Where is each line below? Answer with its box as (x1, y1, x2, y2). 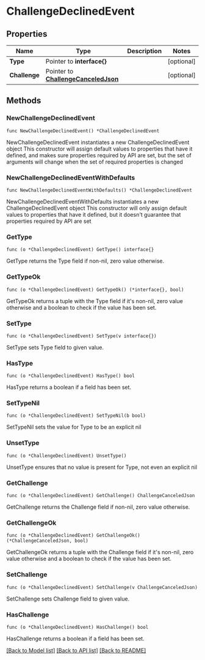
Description (127, 47, 162, 55)
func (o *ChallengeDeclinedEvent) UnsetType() (6, 452, 127, 459)
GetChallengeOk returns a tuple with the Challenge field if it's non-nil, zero (6, 549, 194, 556)
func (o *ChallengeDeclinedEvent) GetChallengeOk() (6, 533, 140, 539)
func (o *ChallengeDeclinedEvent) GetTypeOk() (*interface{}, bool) (6, 287, 184, 293)
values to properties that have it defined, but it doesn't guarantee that (6, 211, 181, 218)
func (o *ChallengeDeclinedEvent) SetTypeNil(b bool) (6, 413, 146, 419)
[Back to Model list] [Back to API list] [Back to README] (6, 647, 146, 654)
